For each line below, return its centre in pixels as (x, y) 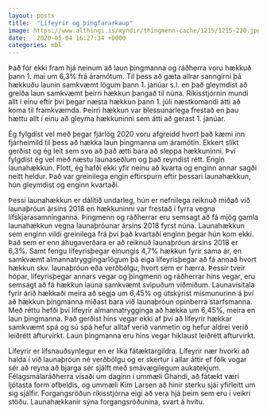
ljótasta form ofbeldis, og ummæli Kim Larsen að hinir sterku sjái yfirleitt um (132, 385)
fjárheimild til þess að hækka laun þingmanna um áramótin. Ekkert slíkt (124, 143)
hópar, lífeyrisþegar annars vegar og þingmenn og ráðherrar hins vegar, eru (132, 276)
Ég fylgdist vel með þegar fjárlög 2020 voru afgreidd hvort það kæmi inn (126, 134)
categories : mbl (35, 45)
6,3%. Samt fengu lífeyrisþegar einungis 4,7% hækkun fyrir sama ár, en (125, 251)
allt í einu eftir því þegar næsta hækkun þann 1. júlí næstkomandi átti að (124, 102)
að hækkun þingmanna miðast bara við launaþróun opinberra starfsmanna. (130, 302)
